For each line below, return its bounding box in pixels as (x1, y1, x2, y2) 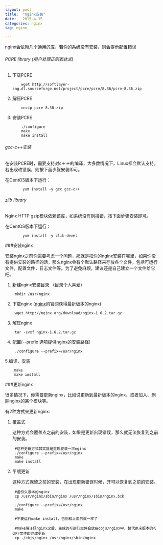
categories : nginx (5, 21, 43, 26)
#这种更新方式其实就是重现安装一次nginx (14, 446, 87, 451)
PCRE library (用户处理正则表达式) (5, 56, 74, 62)
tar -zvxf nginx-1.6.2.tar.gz (14, 330, 76, 334)
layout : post (5, 7, 32, 12)
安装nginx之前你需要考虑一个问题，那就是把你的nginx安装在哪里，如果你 (5, 253, 152, 259)
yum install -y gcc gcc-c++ (23, 186, 80, 192)
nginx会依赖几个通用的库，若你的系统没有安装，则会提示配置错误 (5, 44, 137, 50)
